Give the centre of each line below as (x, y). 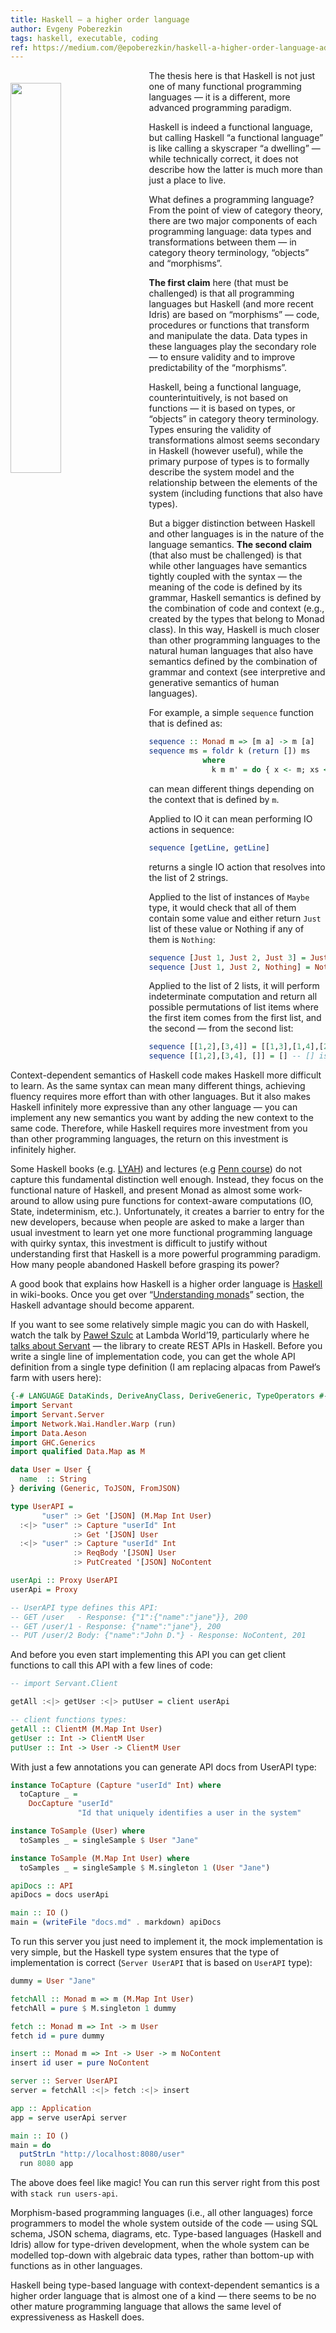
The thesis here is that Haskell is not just (232, 76)
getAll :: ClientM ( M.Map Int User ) (86, 1729)
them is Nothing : (182, 939)
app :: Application (51, 2108)
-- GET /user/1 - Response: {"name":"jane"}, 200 (116, 1626)
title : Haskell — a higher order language (100, 19)
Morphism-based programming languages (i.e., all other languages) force (161, 2213)
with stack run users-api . (64, 2193)
